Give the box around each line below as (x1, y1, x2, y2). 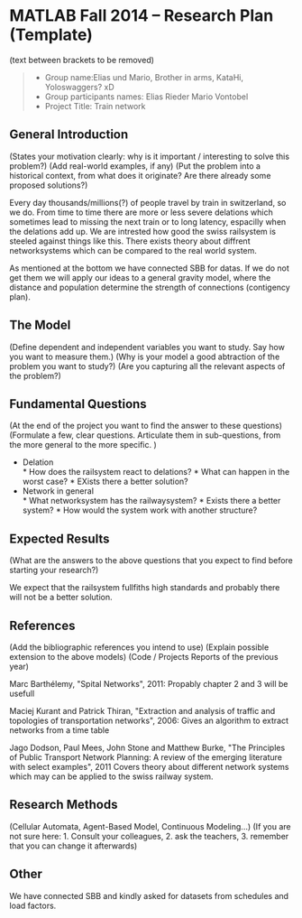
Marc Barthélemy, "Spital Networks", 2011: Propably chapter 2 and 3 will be (9, 679, 288, 689)
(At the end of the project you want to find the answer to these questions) (9, 421, 282, 431)
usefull (9, 688, 35, 699)
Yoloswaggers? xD (44, 81, 114, 92)
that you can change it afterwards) (9, 840, 138, 851)
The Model (9, 318, 71, 333)
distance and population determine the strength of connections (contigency (9, 282, 290, 292)
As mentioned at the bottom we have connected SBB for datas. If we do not (9, 263, 290, 274)
